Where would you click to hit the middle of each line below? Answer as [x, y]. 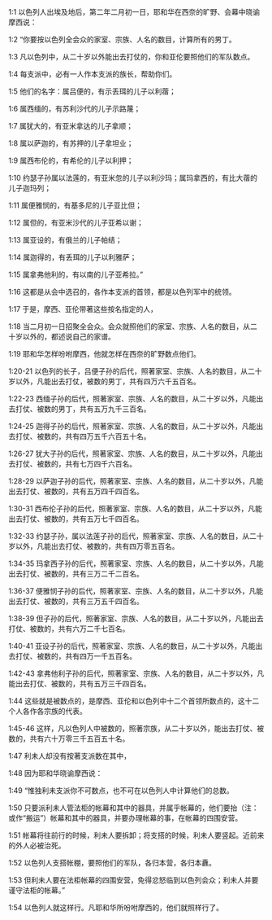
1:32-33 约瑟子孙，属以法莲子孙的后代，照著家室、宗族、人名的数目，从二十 [136, 536]
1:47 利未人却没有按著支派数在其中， [70, 756]
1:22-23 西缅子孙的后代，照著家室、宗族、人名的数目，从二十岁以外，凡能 [132, 399]
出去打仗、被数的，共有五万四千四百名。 [76, 491]
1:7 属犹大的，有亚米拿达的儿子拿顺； [71, 126]
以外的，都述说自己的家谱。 [69, 337]
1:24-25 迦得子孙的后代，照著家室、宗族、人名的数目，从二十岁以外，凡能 [132, 426]
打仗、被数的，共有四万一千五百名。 [74, 656]
